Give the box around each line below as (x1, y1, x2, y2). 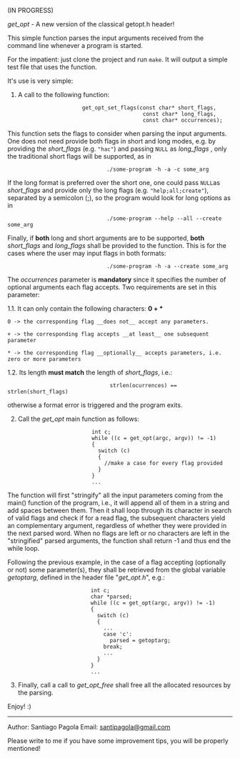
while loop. (7, 544, 40, 552)
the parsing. (17, 689, 54, 697)
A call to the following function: (17, 91, 109, 99)
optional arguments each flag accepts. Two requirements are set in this (7, 283, 216, 291)
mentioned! (7, 744, 41, 752)
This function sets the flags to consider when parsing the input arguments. (7, 129, 227, 138)
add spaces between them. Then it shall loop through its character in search (7, 507, 232, 514)
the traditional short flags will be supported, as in (7, 152, 151, 160)
